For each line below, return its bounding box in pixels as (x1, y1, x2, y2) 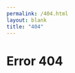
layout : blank (6, 17, 47, 24)
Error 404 (6, 53, 63, 69)
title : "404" (6, 23, 44, 30)
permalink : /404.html (6, 10, 69, 17)
